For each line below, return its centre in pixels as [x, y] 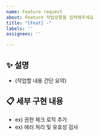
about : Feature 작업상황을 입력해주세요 [50, 17]
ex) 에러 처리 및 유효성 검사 [46, 127]
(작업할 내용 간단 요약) [40, 80]
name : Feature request [34, 12]
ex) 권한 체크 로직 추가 [41, 119]
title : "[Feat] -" [29, 23]
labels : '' [20, 28]
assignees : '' [24, 34]
